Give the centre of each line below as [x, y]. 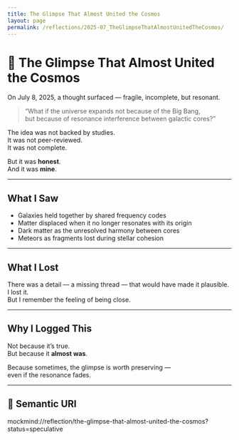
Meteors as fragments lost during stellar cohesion [91, 238]
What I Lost [33, 267]
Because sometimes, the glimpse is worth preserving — [89, 367]
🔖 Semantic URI [42, 404]
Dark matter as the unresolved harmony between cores [99, 231]
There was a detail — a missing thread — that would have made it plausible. [118, 284]
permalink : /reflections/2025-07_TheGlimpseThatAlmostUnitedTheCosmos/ [116, 27]
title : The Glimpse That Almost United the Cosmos [84, 14]
